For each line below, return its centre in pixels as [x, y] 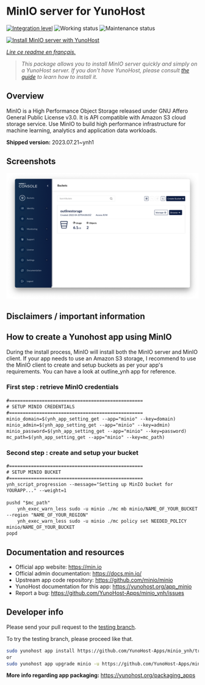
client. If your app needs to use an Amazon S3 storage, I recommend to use [101, 358]
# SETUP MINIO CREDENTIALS [41, 406]
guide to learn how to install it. [59, 77]
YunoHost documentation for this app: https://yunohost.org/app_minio [103, 586]
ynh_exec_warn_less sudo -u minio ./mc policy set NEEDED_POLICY [102, 522]
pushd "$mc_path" [28, 503]
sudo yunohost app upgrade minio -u [53, 664]
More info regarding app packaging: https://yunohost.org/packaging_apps [101, 675]
